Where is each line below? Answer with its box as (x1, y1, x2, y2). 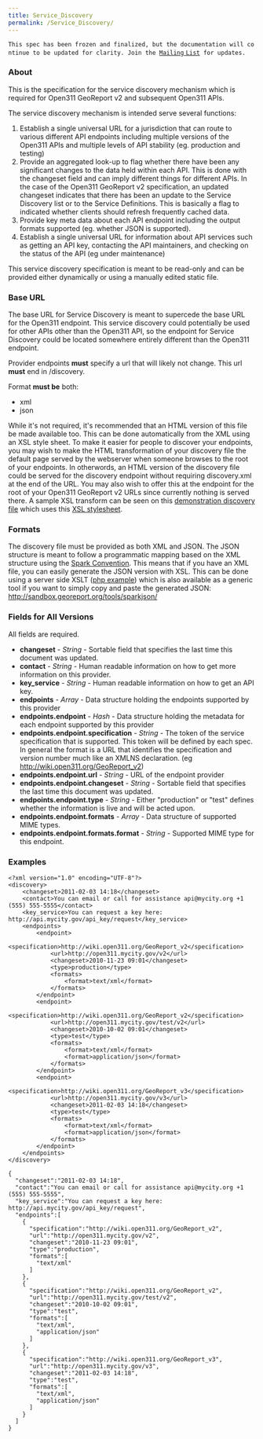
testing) (19, 149, 45, 158)
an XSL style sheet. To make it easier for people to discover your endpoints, (8, 438, 254, 447)
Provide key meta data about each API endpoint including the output (19, 215, 241, 225)
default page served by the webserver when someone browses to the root (8, 454, 249, 464)
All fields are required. (8, 630, 80, 639)
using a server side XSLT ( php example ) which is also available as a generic (8, 575, 254, 585)
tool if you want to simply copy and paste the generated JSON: (8, 583, 212, 593)
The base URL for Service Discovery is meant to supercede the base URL (8, 310, 246, 319)
